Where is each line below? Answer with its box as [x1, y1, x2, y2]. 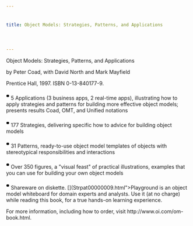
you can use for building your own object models [6, 170, 124, 176]
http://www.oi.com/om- [127, 208, 184, 215]
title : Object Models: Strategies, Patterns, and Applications [6, 22, 163, 28]
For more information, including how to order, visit [6, 208, 126, 215]
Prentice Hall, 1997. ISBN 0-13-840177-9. [6, 80, 104, 87]
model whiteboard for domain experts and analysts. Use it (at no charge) [6, 190, 181, 197]
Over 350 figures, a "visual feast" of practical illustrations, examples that [10, 163, 185, 170]
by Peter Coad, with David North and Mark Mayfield [6, 69, 130, 76]
